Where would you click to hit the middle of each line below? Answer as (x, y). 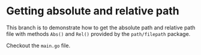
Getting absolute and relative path (93, 11)
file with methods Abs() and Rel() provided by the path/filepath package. (98, 33)
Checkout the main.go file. (38, 45)
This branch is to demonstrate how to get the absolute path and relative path (101, 27)
